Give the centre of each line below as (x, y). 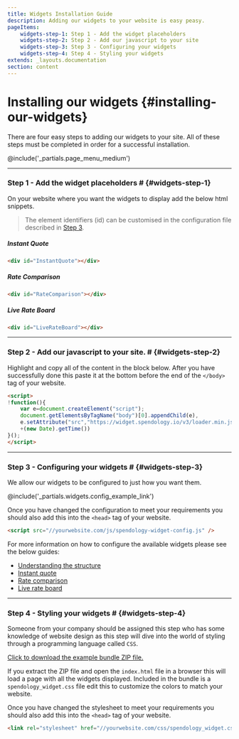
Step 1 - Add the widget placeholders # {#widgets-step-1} (109, 183)
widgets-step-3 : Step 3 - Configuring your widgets (98, 47)
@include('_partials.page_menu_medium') (69, 158)
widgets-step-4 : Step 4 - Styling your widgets (92, 54)
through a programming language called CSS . (73, 644)
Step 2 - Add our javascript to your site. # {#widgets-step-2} (114, 352)
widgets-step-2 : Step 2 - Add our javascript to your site (110, 41)
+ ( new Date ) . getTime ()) (55, 429)
